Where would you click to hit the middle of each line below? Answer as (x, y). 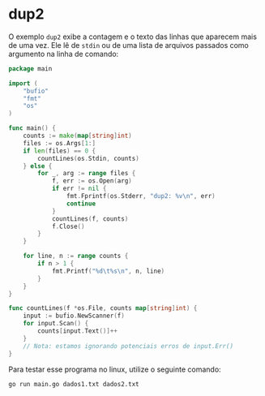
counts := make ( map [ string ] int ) (77, 136)
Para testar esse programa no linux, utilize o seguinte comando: (115, 369)
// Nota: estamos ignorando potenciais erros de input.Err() (128, 346)
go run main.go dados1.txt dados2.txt (74, 384)
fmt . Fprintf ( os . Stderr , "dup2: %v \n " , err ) (141, 196)
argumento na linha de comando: (64, 54)
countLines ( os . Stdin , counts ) (88, 158)
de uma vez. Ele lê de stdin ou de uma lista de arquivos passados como (129, 45)
